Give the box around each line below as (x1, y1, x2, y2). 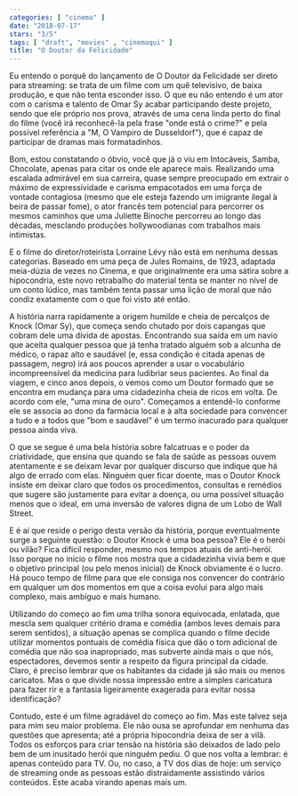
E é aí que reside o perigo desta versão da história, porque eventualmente (9, 526, 280, 536)
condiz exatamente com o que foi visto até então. (9, 294, 190, 305)
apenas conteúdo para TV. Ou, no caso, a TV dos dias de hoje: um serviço (9, 758, 282, 769)
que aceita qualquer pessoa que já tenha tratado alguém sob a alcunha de (9, 340, 282, 350)
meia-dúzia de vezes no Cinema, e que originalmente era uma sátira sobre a (9, 266, 289, 277)
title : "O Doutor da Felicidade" (9, 46, 133, 55)
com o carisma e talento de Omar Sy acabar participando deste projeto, (9, 99, 272, 109)
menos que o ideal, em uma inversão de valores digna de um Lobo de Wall (9, 499, 282, 510)
